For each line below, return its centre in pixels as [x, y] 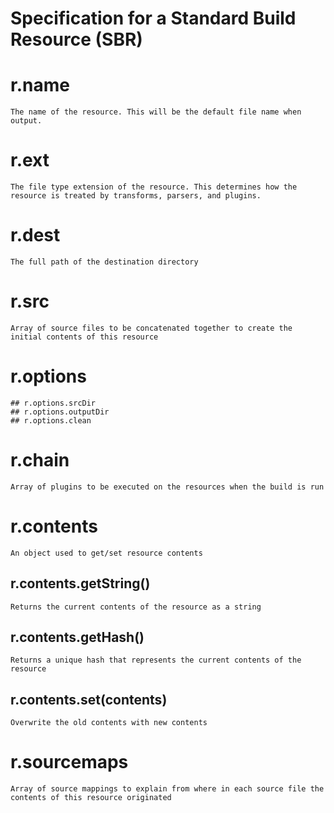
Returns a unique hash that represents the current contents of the [156, 660]
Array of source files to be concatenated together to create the [151, 328]
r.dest [35, 235]
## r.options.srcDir [53, 403]
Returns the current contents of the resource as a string [136, 607]
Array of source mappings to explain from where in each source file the [167, 789]
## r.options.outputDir [60, 412]
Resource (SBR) [76, 39]
